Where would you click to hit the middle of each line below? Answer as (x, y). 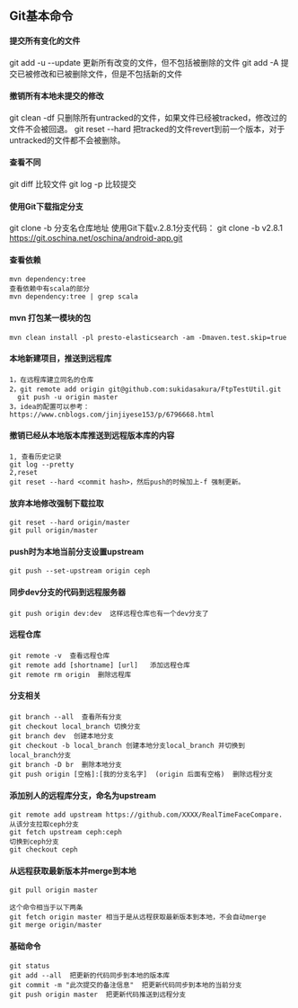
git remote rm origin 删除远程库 (70, 674)
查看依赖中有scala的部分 (49, 289)
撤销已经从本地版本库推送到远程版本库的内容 (92, 435)
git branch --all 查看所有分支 (66, 718)
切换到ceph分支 (35, 842)
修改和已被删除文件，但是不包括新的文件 (107, 74)
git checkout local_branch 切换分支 (75, 727)
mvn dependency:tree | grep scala (74, 297)
